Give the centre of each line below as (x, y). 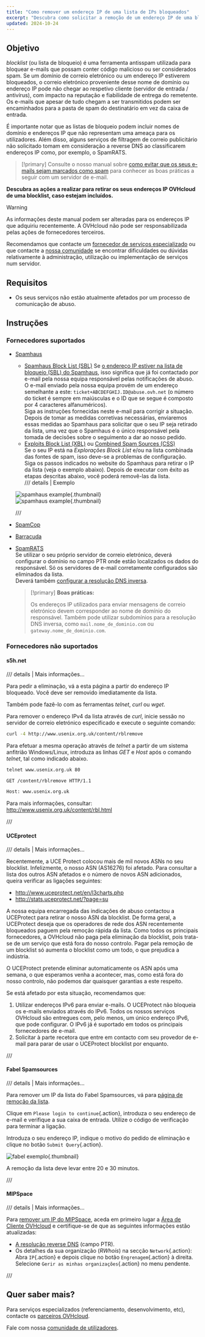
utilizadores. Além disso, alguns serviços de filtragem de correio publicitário (102, 140)
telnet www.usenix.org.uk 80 (43, 770)
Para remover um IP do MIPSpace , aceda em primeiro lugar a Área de (94, 1219)
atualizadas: (21, 1232)
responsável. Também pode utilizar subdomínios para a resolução (113, 617)
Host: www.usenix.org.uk (38, 792)
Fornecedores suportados (46, 341)
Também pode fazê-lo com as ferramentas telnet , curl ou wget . (86, 704)
